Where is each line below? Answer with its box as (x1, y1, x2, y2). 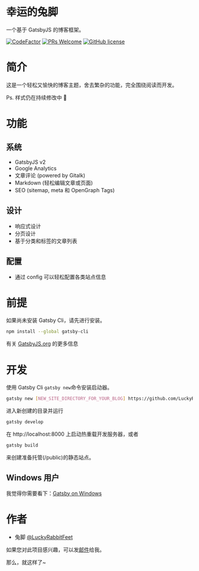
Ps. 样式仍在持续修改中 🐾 (6, 94, 67, 101)
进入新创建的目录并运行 (6, 407, 63, 414)
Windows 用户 (6, 473, 59, 483)
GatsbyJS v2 (14, 158, 46, 165)
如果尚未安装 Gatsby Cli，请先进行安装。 (6, 317, 105, 324)
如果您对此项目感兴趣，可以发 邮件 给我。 (6, 546, 105, 553)
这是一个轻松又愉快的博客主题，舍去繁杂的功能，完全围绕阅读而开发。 (6, 81, 178, 88)
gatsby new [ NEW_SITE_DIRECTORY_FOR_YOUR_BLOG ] (6, 395, 126, 402)
